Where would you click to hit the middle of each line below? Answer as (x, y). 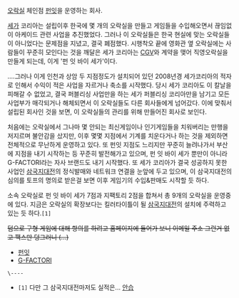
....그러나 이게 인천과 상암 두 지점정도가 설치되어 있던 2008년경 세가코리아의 (113, 76)
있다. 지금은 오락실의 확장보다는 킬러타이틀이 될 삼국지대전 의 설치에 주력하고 (121, 204)
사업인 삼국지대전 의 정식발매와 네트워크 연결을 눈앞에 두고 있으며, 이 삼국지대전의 (120, 171)
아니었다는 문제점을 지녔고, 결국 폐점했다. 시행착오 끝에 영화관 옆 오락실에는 (119, 43)
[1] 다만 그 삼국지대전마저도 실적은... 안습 (76, 287)
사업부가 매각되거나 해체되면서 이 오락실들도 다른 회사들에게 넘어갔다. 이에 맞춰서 (120, 103)
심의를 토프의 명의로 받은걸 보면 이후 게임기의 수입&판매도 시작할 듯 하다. (108, 180)
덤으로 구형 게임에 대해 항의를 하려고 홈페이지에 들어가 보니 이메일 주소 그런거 (115, 228)
